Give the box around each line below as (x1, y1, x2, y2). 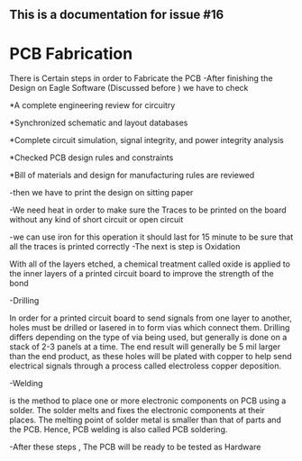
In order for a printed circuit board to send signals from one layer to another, (9, 312, 293, 323)
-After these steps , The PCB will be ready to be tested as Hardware (9, 441, 261, 453)
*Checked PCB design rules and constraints (9, 152, 174, 163)
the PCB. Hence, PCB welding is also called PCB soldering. (9, 424, 228, 435)
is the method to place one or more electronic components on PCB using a (9, 395, 287, 406)
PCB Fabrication (9, 43, 133, 64)
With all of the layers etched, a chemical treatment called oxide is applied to (9, 258, 291, 269)
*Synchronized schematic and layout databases (9, 117, 188, 129)
